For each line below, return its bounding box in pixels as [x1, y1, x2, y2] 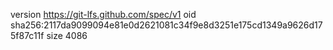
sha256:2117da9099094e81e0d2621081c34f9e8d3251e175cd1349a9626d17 [10, 19, 323, 31]
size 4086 [46, 30, 88, 41]
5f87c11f [10, 30, 45, 41]
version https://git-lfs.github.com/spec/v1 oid [10, 9, 197, 20]
